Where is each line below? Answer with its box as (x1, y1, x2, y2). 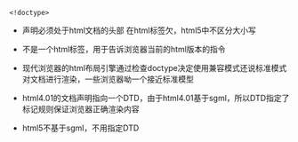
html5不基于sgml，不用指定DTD (21, 122, 140, 133)
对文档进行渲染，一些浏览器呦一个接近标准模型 (21, 74, 194, 84)
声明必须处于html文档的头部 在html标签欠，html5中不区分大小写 (21, 25, 256, 35)
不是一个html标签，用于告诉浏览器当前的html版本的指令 (21, 44, 226, 54)
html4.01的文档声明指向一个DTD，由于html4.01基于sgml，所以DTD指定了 (21, 93, 290, 103)
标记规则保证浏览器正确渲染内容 (21, 104, 140, 114)
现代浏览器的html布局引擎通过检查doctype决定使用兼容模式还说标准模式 (21, 63, 287, 73)
